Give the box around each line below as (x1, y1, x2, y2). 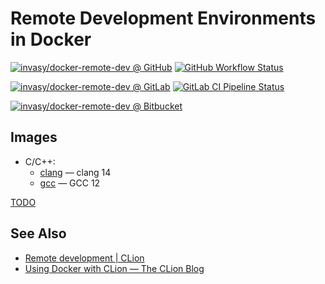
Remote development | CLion (24, 252, 145, 264)
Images (10, 129, 58, 146)
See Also (10, 225, 67, 242)
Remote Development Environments (10, 7, 317, 30)
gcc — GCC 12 (39, 177, 101, 189)
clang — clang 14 (39, 166, 112, 178)
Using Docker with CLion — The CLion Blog (24, 262, 205, 274)
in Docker (10, 28, 92, 51)
